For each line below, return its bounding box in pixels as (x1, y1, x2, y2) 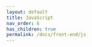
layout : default (6, 9, 48, 15)
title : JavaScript (6, 15, 53, 21)
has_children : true (6, 26, 56, 32)
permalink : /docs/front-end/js (6, 32, 86, 38)
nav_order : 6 (6, 20, 40, 26)
